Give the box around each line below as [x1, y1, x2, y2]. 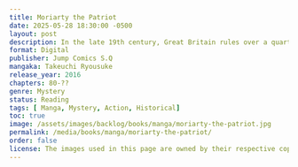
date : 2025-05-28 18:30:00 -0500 [9, 21, 133, 30]
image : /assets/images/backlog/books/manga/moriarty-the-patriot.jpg [9, 120, 272, 129]
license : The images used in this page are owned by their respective [9, 144, 276, 153]
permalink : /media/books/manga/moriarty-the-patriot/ [9, 128, 213, 137]
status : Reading [9, 95, 69, 104]
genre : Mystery [9, 87, 66, 95]
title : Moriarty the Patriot [9, 12, 117, 22]
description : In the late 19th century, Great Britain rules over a [9, 37, 268, 47]
